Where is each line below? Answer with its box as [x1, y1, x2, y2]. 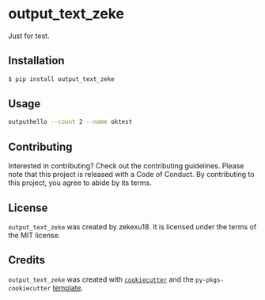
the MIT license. [8, 230, 61, 240]
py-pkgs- [195, 275, 224, 284]
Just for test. [8, 31, 50, 40]
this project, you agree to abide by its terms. [8, 178, 152, 187]
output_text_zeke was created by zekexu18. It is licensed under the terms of [8, 221, 257, 231]
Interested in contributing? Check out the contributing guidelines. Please [8, 161, 244, 171]
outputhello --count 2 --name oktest [8, 118, 133, 126]
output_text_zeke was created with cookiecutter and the [8, 275, 194, 284]
